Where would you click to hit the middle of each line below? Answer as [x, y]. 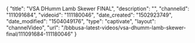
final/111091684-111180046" [40, 34]
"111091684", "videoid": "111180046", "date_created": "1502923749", [89, 15]
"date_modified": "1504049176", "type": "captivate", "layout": [81, 21]
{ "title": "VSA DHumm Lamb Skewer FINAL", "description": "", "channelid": [98, 9]
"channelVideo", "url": [33, 27]
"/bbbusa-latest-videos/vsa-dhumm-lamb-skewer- [124, 27]
